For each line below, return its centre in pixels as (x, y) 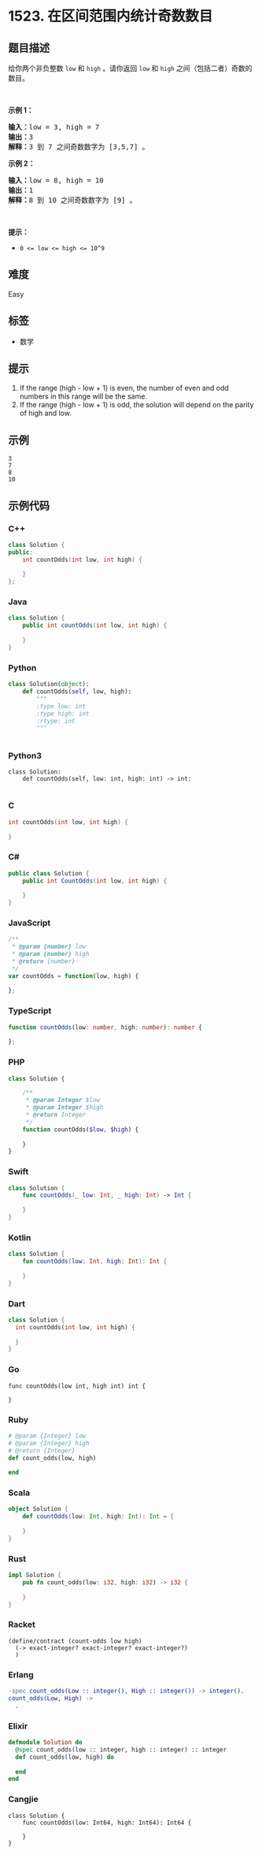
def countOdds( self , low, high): (77, 691)
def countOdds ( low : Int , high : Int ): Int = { (98, 1516)
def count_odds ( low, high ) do (65, 1757)
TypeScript (30, 1011)
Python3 (25, 756)
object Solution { (38, 1509)
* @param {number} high (50, 954)
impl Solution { (35, 1576)
